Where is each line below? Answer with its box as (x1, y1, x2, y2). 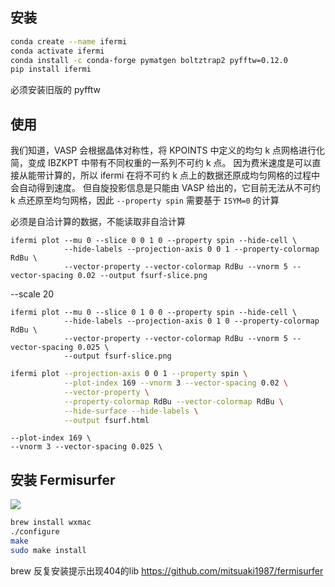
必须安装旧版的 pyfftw (10, 84, 101, 96)
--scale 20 (10, 288, 55, 300)
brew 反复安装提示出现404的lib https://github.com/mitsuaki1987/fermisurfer (10, 564, 324, 577)
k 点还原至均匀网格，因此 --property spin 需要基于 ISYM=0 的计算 (10, 194, 280, 207)
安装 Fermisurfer (10, 471, 116, 488)
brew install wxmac (10, 518, 92, 528)
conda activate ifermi (10, 46, 105, 56)
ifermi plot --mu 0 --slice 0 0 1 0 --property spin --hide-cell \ (10, 236, 298, 246)
